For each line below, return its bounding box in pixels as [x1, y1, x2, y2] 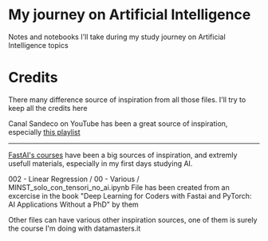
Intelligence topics [8, 40, 69, 49]
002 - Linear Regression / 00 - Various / [8, 174, 140, 184]
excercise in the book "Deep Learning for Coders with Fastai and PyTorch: [8, 191, 252, 200]
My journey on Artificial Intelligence [8, 6, 251, 24]
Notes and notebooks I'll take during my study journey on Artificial [8, 32, 226, 41]
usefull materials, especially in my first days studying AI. [8, 158, 193, 168]
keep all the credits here [8, 103, 88, 113]
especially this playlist [8, 127, 81, 136]
